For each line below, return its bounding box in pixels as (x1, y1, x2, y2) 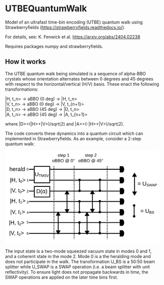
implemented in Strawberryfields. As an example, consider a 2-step (5, 135, 141, 141)
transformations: (5, 86, 39, 92)
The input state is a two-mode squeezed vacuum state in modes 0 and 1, (5, 248, 152, 254)
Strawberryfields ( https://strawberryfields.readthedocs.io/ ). (5, 24, 126, 30)
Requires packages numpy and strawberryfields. (5, 43, 103, 49)
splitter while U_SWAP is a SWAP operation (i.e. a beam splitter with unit (5, 264, 150, 270)
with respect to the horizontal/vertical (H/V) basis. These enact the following (5, 81, 159, 87)
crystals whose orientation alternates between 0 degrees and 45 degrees (5, 76, 153, 81)
